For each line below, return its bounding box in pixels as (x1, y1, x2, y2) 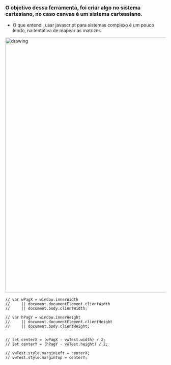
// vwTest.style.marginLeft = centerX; (5, 351, 90, 356)
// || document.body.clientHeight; (5, 324, 90, 329)
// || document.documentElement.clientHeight (5, 320, 113, 325)
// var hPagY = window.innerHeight (5, 315, 81, 320)
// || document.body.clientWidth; (5, 306, 88, 311)
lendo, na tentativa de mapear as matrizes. (12, 28, 103, 34)
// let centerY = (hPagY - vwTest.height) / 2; (5, 342, 108, 347)
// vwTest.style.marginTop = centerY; (5, 355, 88, 360)
